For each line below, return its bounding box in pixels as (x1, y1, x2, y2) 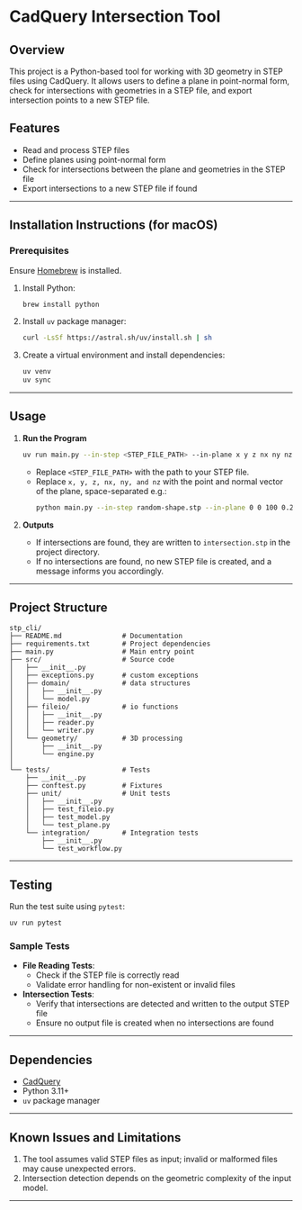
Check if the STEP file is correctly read (35, 970, 180, 980)
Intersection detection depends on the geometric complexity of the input (22, 1172, 292, 1183)
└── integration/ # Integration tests (25, 828, 200, 838)
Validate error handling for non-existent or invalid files (35, 980, 235, 990)
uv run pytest (9, 918, 63, 928)
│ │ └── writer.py (9, 727, 94, 736)
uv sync (22, 375, 51, 384)
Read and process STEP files (22, 144, 130, 155)
